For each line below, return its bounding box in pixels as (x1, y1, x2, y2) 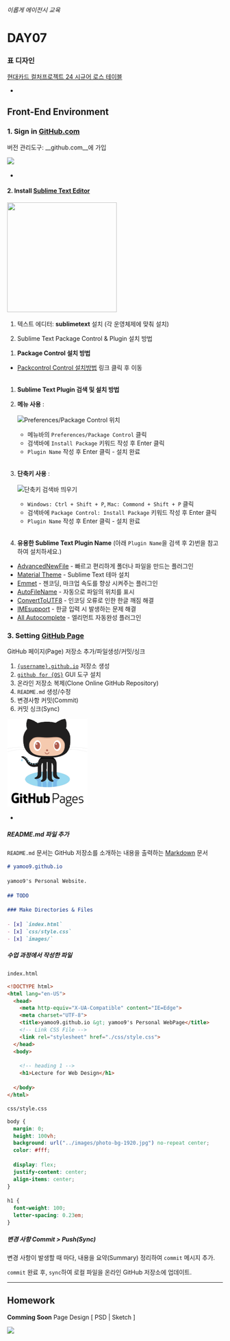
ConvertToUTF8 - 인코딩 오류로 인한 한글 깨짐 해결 (16, 596, 154, 604)
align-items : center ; (13, 1176, 75, 1183)
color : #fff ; (13, 1147, 51, 1154)
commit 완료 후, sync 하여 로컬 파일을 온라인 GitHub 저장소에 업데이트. (7, 1268, 192, 1276)
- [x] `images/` (7, 935, 53, 942)
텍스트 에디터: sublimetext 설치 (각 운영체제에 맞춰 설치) (16, 319, 170, 328)
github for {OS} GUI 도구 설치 (16, 670, 101, 679)
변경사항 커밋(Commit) (16, 696, 79, 705)
